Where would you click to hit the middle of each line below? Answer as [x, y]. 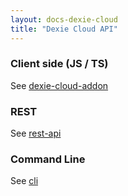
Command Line [48, 159]
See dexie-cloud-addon [59, 85]
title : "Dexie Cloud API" [64, 29]
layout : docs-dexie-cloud [64, 19]
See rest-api [36, 133]
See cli [24, 181]
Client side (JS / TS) [59, 64]
